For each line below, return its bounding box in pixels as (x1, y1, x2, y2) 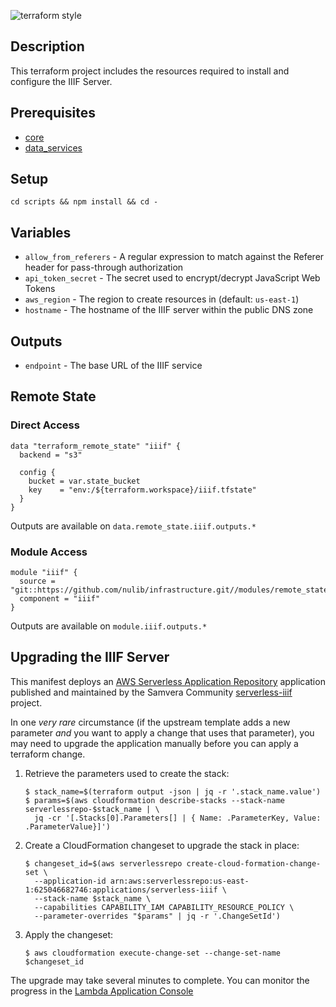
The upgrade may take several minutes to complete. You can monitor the (10, 974, 310, 986)
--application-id (34, 876, 107, 886)
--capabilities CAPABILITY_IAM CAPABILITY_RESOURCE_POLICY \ (34, 902, 295, 912)
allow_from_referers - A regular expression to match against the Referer (24, 251, 325, 263)
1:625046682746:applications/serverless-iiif (24, 885, 218, 895)
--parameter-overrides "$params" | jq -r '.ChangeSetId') (34, 911, 281, 921)
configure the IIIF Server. (10, 75, 113, 87)
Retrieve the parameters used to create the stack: (24, 767, 230, 779)
